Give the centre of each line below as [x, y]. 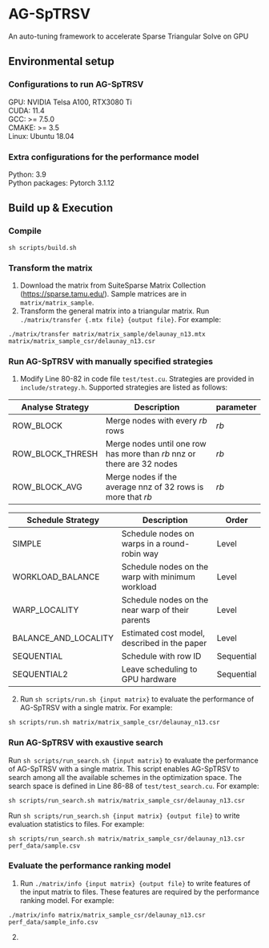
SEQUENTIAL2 [40, 674]
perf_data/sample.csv [44, 846]
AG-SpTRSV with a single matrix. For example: [96, 708]
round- [176, 544]
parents [136, 620]
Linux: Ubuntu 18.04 [41, 136]
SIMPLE [27, 544]
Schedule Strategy [63, 521]
